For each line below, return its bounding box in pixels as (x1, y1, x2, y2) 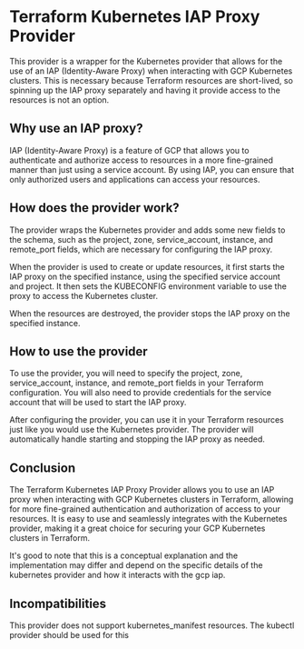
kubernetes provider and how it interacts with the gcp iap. (9, 570, 226, 581)
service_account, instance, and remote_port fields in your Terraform (9, 377, 264, 388)
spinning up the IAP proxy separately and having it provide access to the (9, 85, 281, 95)
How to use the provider (9, 344, 148, 359)
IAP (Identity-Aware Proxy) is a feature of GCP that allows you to (9, 145, 250, 155)
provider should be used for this (9, 630, 130, 640)
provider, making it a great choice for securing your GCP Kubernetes (9, 523, 266, 534)
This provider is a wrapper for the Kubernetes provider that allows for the (9, 55, 283, 66)
